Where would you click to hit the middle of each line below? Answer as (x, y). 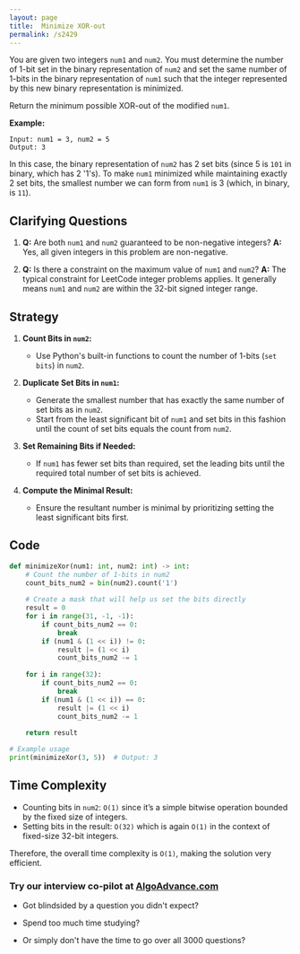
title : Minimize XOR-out (57, 26)
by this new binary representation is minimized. (96, 88)
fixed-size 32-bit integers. (70, 836)
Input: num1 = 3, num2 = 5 (60, 140)
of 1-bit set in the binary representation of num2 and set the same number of (148, 69)
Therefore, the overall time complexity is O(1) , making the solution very (140, 853)
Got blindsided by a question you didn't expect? (110, 906)
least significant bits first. (82, 517)
